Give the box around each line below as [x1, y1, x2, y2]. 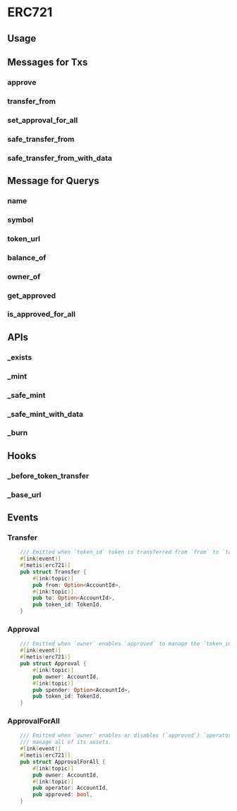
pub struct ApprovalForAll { [20, 758, 106, 765]
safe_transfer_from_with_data [7, 153, 113, 163]
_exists [7, 352, 32, 362]
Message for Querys [7, 174, 100, 187]
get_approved [7, 291, 56, 300]
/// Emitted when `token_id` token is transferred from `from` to [20, 549, 219, 556]
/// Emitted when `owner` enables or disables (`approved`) [20, 732, 200, 739]
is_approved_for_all [7, 310, 76, 319]
